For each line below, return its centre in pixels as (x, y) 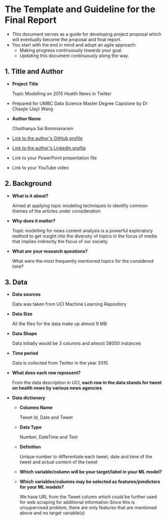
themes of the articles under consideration (56, 211)
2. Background (28, 184)
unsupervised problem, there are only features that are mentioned (88, 508)
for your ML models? (42, 487)
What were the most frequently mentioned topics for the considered (83, 261)
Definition (30, 447)
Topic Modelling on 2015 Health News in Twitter (62, 93)
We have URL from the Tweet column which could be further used (88, 497)
